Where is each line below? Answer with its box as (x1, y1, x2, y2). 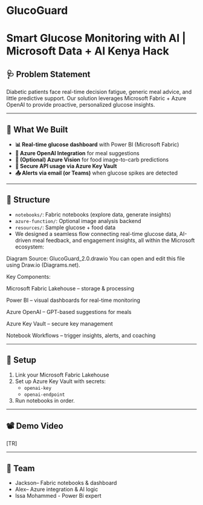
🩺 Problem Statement (6, 69, 91, 79)
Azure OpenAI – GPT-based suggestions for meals (6, 308, 132, 315)
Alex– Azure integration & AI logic (14, 486, 98, 493)
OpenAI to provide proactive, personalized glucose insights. (6, 101, 155, 109)
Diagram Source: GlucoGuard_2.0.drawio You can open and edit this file (6, 255, 185, 262)
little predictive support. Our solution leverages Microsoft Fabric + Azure (6, 95, 187, 102)
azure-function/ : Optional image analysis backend (14, 217, 141, 224)
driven (14, 236, 31, 244)
